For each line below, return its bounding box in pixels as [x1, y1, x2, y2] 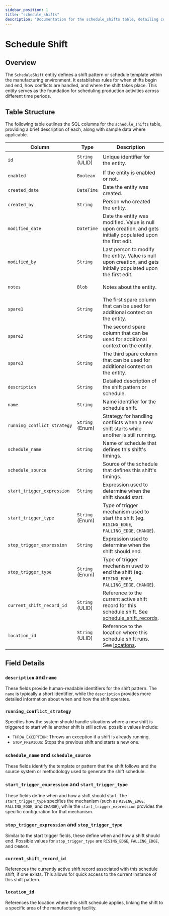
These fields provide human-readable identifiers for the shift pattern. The [5, 685, 157, 691]
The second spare [103, 323, 146, 330]
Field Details [5, 659, 45, 667]
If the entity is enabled [103, 169, 155, 176]
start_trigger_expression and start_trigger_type [5, 781, 128, 788]
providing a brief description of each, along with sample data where [5, 126, 146, 132]
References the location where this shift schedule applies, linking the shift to [5, 899, 163, 905]
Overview [5, 58, 37, 67]
